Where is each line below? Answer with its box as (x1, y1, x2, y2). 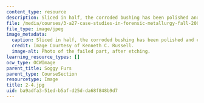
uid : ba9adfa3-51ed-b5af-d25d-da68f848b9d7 (6, 88, 118, 94)
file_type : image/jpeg (6, 25, 64, 32)
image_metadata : (6, 32, 47, 38)
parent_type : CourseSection (6, 71, 78, 77)
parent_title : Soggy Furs (6, 65, 72, 71)
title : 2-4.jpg (6, 82, 45, 88)
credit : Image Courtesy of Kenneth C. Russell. (12, 43, 135, 49)
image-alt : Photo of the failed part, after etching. (12, 48, 151, 55)
